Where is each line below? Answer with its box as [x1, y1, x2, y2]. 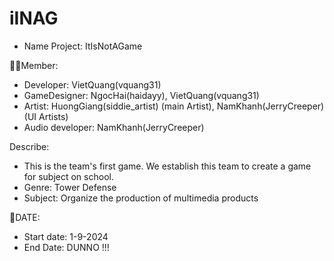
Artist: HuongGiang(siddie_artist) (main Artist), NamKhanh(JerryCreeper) [23, 100, 325, 112]
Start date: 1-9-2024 [23, 230, 109, 242]
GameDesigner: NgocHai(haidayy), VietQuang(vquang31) [23, 89, 260, 101]
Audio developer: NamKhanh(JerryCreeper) [23, 121, 205, 133]
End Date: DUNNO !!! [23, 241, 110, 253]
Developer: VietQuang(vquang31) [23, 78, 162, 91]
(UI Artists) [23, 110, 69, 122]
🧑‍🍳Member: [9, 59, 59, 71]
